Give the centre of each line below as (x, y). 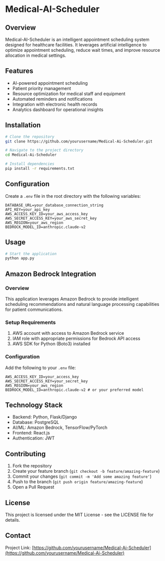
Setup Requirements (30, 322)
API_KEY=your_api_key (28, 210)
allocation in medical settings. (36, 55)
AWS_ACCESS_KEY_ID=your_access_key (42, 377)
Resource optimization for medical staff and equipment (69, 94)
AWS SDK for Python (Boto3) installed (51, 344)
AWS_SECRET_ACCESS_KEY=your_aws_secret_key (51, 218)
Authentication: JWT (33, 438)
